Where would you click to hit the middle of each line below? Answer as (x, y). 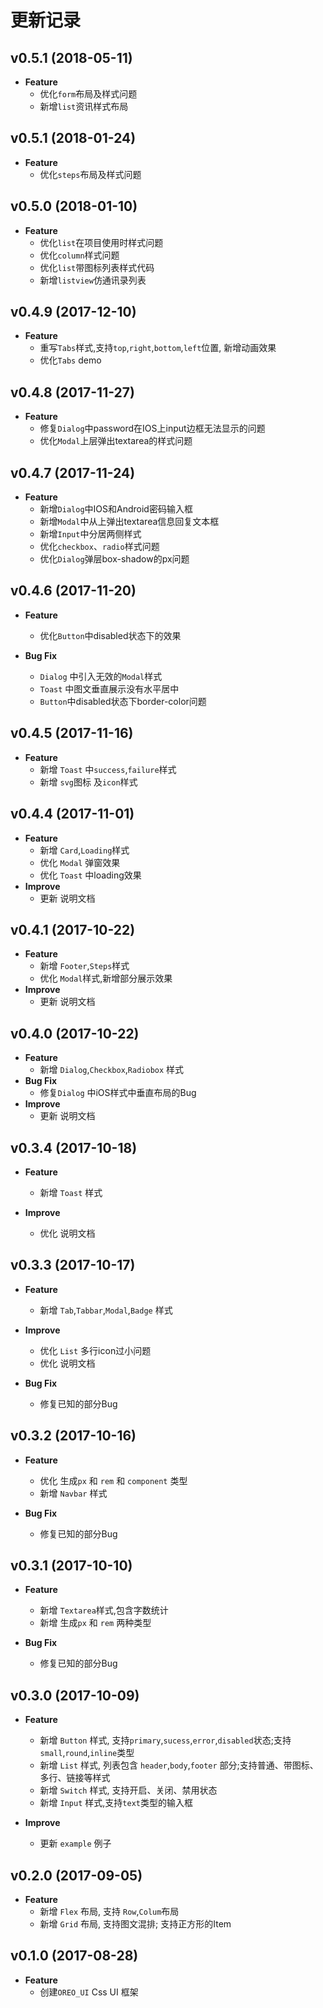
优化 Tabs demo (70, 360)
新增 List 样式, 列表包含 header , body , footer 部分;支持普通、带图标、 (179, 1765)
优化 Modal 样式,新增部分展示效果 (106, 978)
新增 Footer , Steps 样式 (84, 966)
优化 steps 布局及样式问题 (90, 174)
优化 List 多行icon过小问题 (95, 1350)
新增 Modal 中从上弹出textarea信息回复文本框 (129, 522)
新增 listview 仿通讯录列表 (93, 280)
